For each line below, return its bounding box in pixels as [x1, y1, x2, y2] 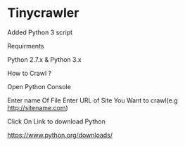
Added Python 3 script [7, 28, 72, 36]
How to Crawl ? [7, 69, 52, 77]
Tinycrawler [7, 5, 79, 21]
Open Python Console [7, 82, 72, 91]
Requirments [7, 41, 44, 50]
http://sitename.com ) [7, 103, 68, 112]
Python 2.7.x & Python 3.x [7, 55, 82, 64]
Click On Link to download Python [7, 117, 106, 126]
